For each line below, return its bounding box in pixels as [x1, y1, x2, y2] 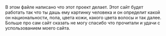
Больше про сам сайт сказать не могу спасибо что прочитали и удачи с [5, 20, 160, 26]
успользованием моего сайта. [5, 25, 70, 31]
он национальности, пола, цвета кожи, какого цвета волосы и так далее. [5, 15, 161, 20]
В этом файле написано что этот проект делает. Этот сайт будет [5, 4, 143, 10]
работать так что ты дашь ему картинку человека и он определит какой [5, 9, 160, 15]
